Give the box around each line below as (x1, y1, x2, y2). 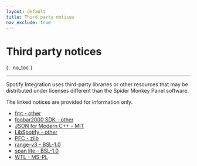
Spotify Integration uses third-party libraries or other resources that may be (6, 81, 189, 88)
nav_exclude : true (6, 19, 51, 25)
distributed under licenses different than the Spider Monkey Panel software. (6, 87, 189, 94)
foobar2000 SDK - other (14, 116, 74, 123)
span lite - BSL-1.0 (14, 147, 59, 154)
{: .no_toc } (6, 64, 33, 71)
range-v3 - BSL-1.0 (14, 141, 61, 148)
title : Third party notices (6, 14, 75, 20)
